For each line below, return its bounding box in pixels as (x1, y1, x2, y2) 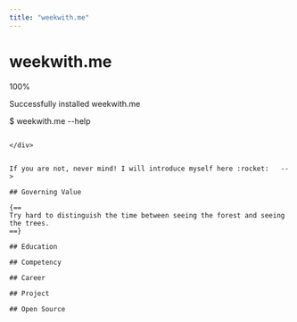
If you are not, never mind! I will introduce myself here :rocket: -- (9, 164, 290, 173)
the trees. (9, 219, 50, 227)
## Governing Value (9, 187, 82, 196)
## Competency (9, 258, 62, 267)
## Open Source (9, 304, 66, 313)
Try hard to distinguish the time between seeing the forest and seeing (9, 211, 285, 219)
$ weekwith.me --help (9, 115, 91, 126)
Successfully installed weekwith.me (9, 98, 141, 109)
